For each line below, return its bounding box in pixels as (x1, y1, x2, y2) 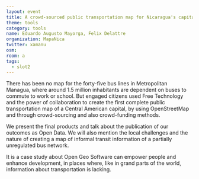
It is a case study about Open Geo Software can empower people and (6, 154, 176, 161)
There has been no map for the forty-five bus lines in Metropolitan (6, 80, 168, 87)
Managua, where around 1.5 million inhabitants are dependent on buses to (6, 87, 187, 94)
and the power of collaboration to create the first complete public (6, 99, 165, 106)
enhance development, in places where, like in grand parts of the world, (6, 159, 182, 167)
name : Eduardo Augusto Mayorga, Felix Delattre (6, 31, 126, 37)
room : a (6, 53, 25, 59)
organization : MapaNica (6, 36, 65, 42)
